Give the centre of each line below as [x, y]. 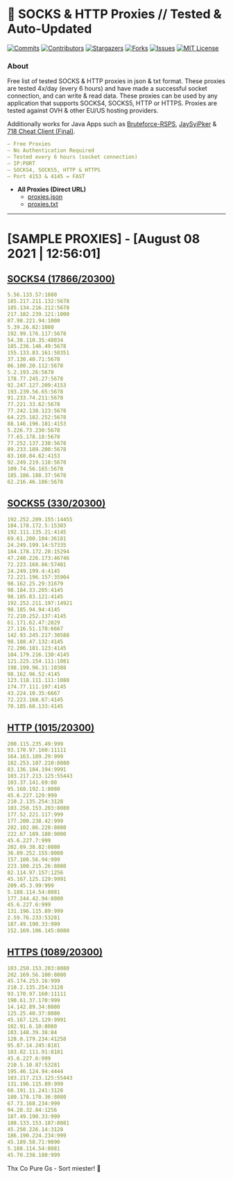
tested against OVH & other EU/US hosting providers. [83, 111]
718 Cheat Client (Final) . [41, 132]
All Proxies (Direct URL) [52, 189]
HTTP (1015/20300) [51, 728]
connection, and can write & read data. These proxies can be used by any [113, 96]
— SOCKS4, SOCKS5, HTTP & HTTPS [54, 170]
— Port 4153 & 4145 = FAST [46, 176]
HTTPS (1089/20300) [55, 952]
